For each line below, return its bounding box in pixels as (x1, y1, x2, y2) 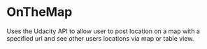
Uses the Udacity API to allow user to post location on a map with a (6, 27, 200, 35)
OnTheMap (6, 4, 73, 20)
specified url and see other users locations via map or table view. (6, 34, 194, 42)
